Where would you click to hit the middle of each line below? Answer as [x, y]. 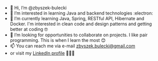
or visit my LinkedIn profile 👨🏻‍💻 [42, 53]
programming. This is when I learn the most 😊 [58, 40]
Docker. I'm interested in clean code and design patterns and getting [81, 24]
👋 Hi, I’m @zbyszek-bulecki [38, 8]
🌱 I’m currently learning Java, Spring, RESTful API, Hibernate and [77, 18]
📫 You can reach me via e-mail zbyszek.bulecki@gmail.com [72, 46]
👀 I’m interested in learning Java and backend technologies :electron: [81, 13]
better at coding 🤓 [29, 29]
